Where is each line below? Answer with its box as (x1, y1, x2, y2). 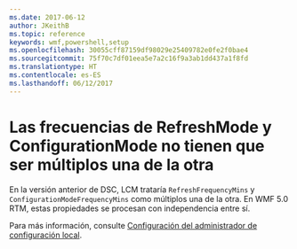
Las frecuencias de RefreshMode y (9, 117, 273, 137)
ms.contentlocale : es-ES (9, 71, 101, 80)
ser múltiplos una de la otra (9, 154, 214, 175)
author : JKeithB (9, 21, 69, 30)
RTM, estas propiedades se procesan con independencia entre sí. (9, 203, 251, 214)
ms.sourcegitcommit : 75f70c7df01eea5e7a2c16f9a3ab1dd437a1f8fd (9, 54, 249, 63)
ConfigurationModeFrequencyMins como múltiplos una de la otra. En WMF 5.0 (9, 193, 289, 204)
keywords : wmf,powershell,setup (9, 37, 129, 47)
